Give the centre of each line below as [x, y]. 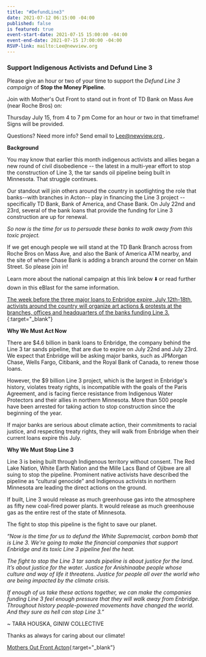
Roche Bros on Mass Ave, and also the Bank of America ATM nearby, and [99, 254]
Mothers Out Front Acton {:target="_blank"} [61, 648]
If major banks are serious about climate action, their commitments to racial [102, 425]
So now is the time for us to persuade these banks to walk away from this [100, 229]
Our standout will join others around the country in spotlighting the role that [102, 191]
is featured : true [30, 29]
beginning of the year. [35, 413]
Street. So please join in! [38, 267]
